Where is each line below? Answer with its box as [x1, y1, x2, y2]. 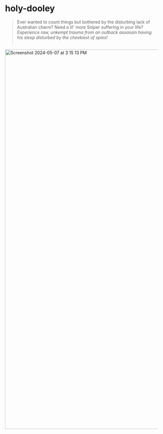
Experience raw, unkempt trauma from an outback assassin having [16, 29, 152, 35]
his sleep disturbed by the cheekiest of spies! [16, 35, 108, 40]
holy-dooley [5, 3, 55, 14]
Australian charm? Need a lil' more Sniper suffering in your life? [16, 24, 144, 30]
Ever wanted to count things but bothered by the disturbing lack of [16, 19, 150, 25]
